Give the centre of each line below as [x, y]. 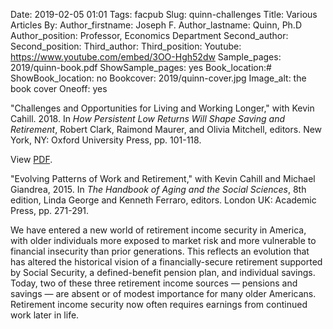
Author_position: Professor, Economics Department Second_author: [149, 35]
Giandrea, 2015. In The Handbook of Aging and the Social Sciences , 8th [158, 189]
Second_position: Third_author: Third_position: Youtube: [126, 46]
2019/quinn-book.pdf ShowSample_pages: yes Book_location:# [141, 67]
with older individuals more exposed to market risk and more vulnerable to [163, 240]
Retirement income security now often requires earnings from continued [159, 304]
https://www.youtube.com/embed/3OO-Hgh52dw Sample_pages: [146, 57]
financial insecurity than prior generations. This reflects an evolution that [160, 251]
